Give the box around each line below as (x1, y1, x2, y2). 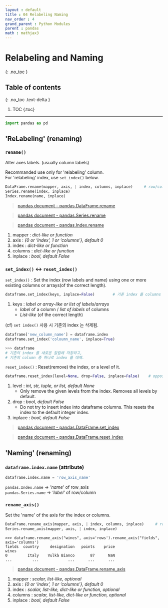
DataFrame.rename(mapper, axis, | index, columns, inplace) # (5, 184, 146, 189)
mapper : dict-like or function (12, 231, 73, 238)
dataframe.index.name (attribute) (5, 464, 84, 471)
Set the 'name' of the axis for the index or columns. (5, 512, 111, 518)
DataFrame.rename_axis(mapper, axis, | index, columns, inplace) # (5, 522, 157, 527)
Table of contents (5, 83, 61, 92)
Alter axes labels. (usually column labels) (5, 160, 89, 166)
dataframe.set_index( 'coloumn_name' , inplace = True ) (5, 337, 115, 342)
